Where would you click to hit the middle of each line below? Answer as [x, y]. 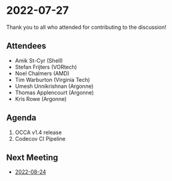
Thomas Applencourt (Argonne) [54, 92]
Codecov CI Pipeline [40, 138]
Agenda [21, 118]
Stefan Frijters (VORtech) [46, 67]
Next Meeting [32, 157]
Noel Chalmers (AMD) [42, 73]
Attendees [26, 46]
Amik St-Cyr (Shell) [39, 60]
